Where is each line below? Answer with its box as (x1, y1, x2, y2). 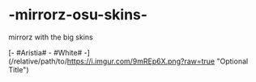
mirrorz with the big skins (8, 32, 93, 42)
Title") (8, 64, 29, 74)
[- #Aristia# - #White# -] (8, 47, 91, 57)
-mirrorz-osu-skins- (8, 6, 148, 24)
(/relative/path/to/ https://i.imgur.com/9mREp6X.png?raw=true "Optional (8, 56, 249, 66)
